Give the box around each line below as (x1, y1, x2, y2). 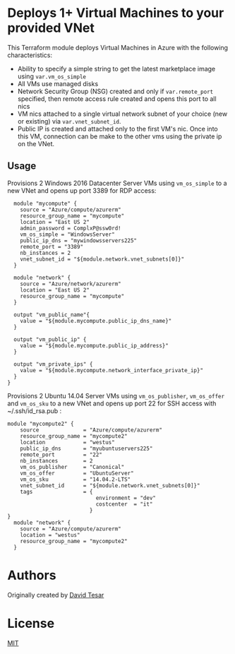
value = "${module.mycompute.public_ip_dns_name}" (20, 317, 172, 324)
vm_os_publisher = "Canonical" (20, 463, 125, 470)
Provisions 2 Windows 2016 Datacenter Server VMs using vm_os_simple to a (7, 179, 227, 187)
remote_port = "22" (20, 451, 102, 458)
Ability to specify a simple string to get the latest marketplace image (17, 64, 216, 73)
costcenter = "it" (95, 500, 153, 508)
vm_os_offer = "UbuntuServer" (20, 470, 134, 477)
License (7, 615, 55, 631)
